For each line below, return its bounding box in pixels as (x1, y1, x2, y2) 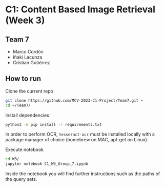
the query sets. (5, 176, 37, 182)
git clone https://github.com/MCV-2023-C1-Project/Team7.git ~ (5, 98, 143, 103)
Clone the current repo (5, 88, 54, 94)
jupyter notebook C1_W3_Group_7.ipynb (5, 161, 88, 166)
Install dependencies (5, 112, 50, 118)
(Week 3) (5, 14, 45, 26)
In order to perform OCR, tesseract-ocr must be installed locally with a (5, 131, 155, 137)
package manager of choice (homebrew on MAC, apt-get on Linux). (5, 137, 149, 143)
